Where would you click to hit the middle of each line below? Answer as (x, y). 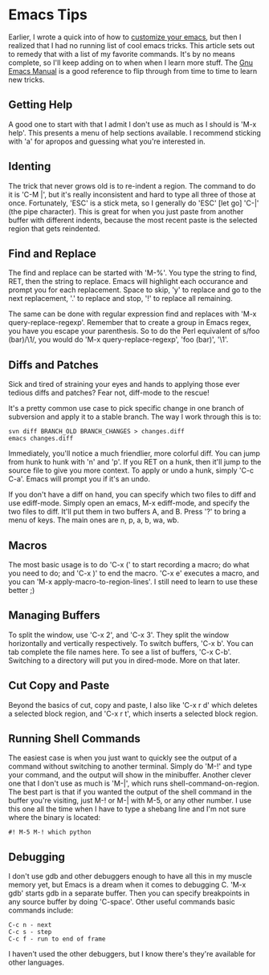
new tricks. (27, 79)
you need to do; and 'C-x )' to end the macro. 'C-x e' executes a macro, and (134, 573)
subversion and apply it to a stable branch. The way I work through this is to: (135, 417)
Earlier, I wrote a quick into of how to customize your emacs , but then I (125, 37)
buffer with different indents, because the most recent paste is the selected (133, 220)
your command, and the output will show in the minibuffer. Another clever (130, 775)
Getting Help (41, 105)
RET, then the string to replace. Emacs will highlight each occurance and (128, 282)
